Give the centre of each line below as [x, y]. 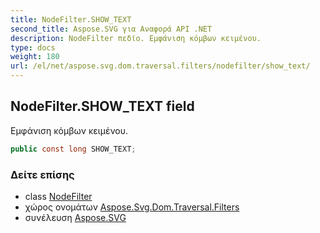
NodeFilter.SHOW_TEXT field [102, 106]
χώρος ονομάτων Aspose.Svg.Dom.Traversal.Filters [132, 207]
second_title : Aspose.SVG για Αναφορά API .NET [111, 29]
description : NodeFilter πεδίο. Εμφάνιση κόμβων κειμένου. [136, 38]
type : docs [33, 47]
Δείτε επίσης [42, 174]
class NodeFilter [58, 196]
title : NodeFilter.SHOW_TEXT [71, 19]
